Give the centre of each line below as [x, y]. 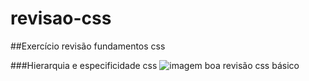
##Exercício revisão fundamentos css [88, 46]
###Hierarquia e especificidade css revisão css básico [155, 65]
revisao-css [61, 18]
